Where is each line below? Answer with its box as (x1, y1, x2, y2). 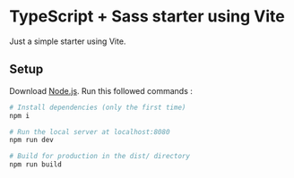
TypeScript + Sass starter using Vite (9, 6, 285, 27)
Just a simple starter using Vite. (9, 36, 126, 47)
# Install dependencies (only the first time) (9, 103, 186, 112)
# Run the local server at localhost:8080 (9, 127, 170, 136)
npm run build (9, 160, 63, 169)
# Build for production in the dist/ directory (9, 152, 191, 161)
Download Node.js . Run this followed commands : (9, 85, 193, 96)
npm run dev (9, 136, 54, 145)
